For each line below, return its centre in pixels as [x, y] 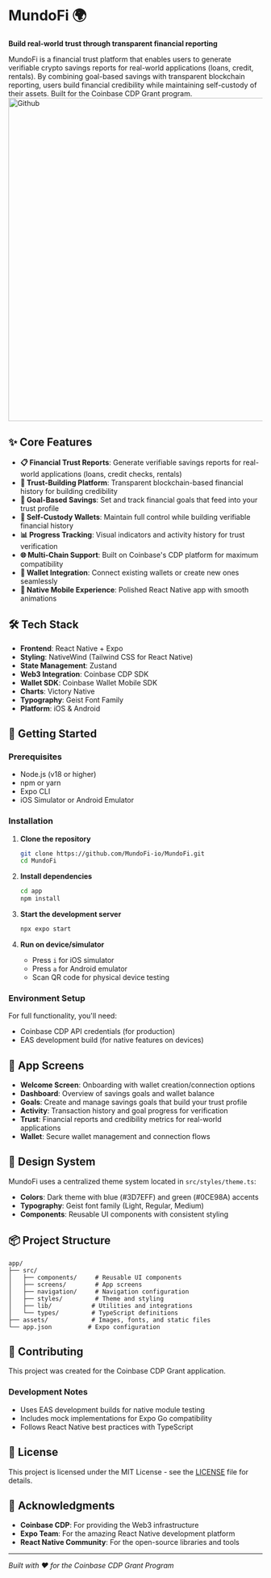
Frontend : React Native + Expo [71, 648]
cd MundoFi [38, 861]
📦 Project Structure [60, 1240]
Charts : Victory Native [57, 691]
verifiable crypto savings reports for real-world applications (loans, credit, [131, 68]
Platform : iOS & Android [60, 708]
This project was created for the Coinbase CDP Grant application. [117, 1371]
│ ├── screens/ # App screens [75, 1285]
